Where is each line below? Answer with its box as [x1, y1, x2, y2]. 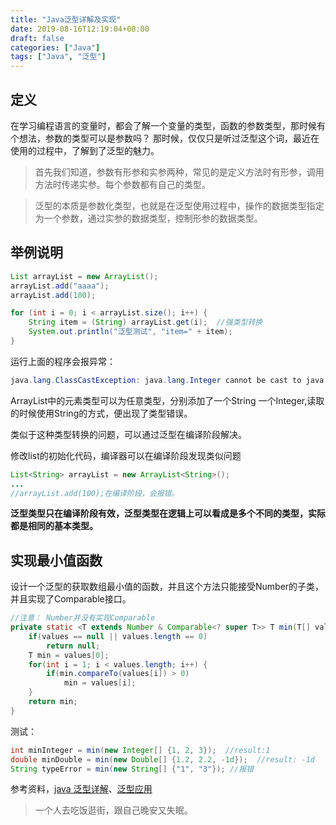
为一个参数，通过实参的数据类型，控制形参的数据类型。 [34, 212, 263, 224]
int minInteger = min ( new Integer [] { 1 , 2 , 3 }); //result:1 [10, 745, 271, 755]
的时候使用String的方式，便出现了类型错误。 [10, 407, 193, 419]
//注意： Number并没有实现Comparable [10, 613, 156, 623]
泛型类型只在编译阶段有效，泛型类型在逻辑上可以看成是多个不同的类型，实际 [10, 507, 326, 520]
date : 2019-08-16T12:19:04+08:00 [10, 24, 150, 34]
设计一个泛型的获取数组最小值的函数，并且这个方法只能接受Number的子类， [10, 581, 325, 593]
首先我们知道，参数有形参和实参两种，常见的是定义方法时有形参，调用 [34, 166, 325, 178]
